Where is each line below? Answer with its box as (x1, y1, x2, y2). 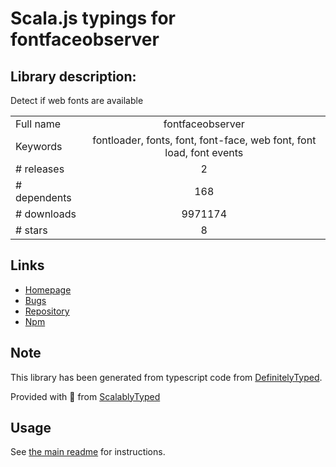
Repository (24, 305, 70, 317)
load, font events (164, 146, 244, 159)
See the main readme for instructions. (10, 446, 166, 458)
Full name (15, 117, 62, 131)
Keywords (15, 140, 63, 153)
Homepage (24, 283, 72, 296)
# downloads (15, 207, 77, 221)
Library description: (10, 68, 137, 85)
